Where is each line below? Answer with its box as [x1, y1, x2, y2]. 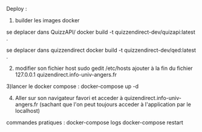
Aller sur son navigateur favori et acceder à [15, 95, 123, 101]
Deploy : [6, 5, 27, 12]
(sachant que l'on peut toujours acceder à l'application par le [39, 101, 192, 108]
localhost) [15, 107, 41, 114]
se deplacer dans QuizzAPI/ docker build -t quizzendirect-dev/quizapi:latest [6, 28, 195, 36]
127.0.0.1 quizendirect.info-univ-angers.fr [15, 71, 117, 78]
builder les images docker [15, 17, 80, 24]
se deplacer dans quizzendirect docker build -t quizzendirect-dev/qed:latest [6, 46, 197, 54]
